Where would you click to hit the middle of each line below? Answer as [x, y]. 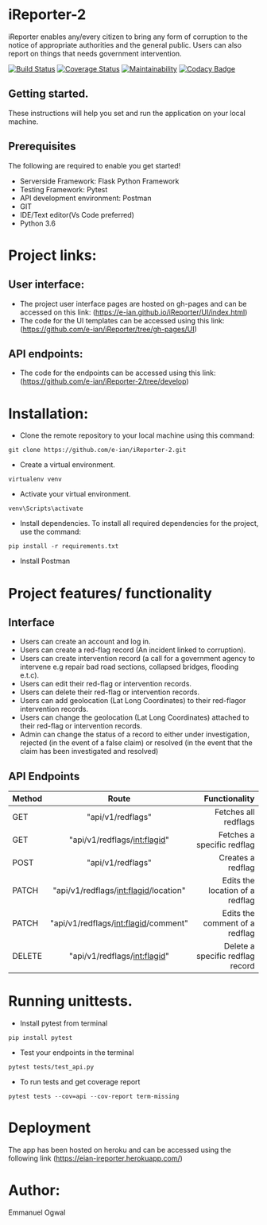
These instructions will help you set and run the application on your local [127, 113]
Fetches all [234, 812]
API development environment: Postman [85, 198]
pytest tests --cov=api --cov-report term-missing [94, 1097]
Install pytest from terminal [64, 1023]
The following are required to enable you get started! [95, 165]
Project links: [52, 255]
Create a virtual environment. [67, 465]
